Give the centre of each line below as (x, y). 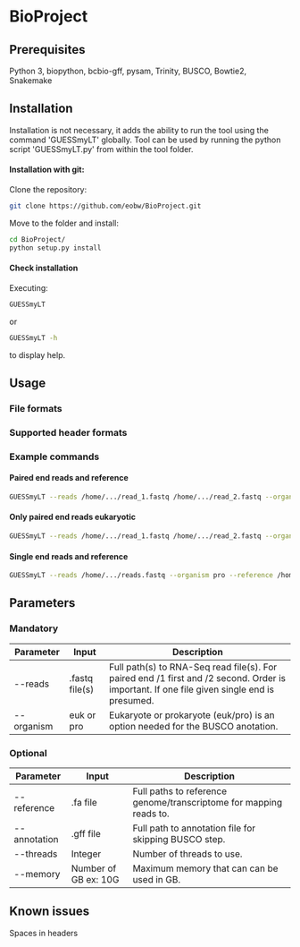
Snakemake (31, 81)
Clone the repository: (48, 190)
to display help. (37, 354)
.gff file (86, 833)
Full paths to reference (180, 791)
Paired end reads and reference (69, 478)
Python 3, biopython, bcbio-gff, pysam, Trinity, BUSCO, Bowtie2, (128, 71)
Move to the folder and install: (64, 223)
